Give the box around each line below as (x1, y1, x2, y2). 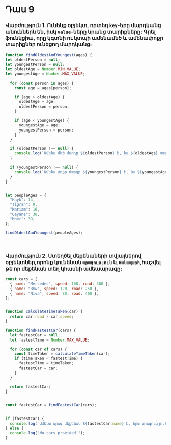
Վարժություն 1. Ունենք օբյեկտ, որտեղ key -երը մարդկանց (5, 22, 161, 29)
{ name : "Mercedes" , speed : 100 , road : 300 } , (10, 281, 110, 286)
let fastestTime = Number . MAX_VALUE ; (10, 337, 90, 343)
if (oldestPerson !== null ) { (10, 146, 74, 151)
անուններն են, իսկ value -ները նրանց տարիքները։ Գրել (5, 28, 156, 35)
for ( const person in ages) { (10, 81, 74, 86)
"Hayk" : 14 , (10, 197, 36, 202)
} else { (5, 426, 24, 431)
